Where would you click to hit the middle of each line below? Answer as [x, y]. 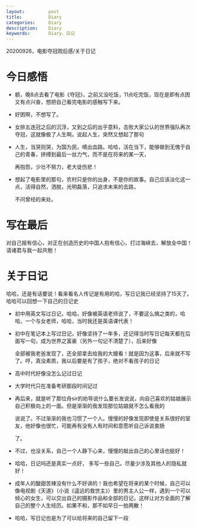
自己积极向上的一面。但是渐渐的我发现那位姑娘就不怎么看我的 [90, 405]
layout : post [33, 12]
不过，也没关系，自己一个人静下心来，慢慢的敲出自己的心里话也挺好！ [100, 451]
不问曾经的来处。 [35, 199]
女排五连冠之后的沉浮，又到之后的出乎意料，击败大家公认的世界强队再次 [102, 127]
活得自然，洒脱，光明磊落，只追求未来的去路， [82, 187]
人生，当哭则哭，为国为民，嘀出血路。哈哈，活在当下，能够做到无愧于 [100, 147]
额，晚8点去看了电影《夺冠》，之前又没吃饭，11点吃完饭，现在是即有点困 [102, 94]
